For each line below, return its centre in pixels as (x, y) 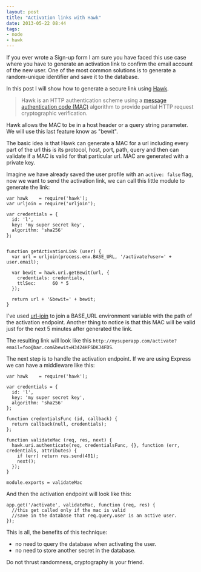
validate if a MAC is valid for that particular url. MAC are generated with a (97, 156)
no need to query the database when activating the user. (86, 544)
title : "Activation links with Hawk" (54, 18)
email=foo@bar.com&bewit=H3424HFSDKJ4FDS (59, 347)
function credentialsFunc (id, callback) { (62, 419)
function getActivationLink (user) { (54, 251)
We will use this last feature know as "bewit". (62, 131)
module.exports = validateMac (44, 483)
